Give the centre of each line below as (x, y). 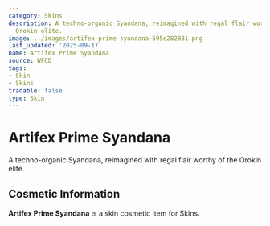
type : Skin (27, 98)
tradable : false (35, 90)
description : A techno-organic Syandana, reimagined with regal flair (129, 23)
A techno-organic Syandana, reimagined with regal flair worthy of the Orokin (135, 160)
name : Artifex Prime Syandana (59, 53)
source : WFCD (30, 61)
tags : (17, 68)
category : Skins (35, 16)
